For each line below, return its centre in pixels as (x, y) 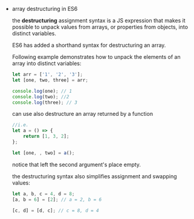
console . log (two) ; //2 (40, 96)
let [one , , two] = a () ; (43, 153)
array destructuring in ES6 (45, 9)
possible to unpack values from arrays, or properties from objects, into (100, 27)
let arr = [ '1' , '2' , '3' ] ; (47, 75)
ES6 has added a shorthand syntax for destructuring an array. (89, 45)
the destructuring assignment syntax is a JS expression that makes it (99, 20)
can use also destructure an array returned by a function (82, 114)
